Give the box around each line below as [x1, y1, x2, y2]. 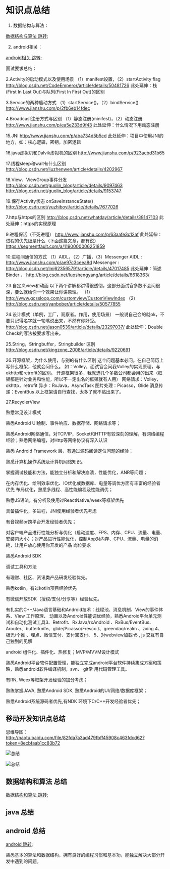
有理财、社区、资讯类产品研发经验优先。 [6, 574, 90, 580]
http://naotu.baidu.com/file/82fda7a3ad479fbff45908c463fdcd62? [6, 734, 145, 741]
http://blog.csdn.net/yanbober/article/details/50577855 [6, 300, 121, 307]
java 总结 [6, 808, 34, 816]
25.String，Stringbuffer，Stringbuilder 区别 [6, 341, 95, 347]
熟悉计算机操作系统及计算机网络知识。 [6, 458, 85, 464]
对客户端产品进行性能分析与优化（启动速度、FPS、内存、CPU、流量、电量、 [6, 529, 165, 535]
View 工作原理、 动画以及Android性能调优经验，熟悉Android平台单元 [14, 613, 158, 619]
